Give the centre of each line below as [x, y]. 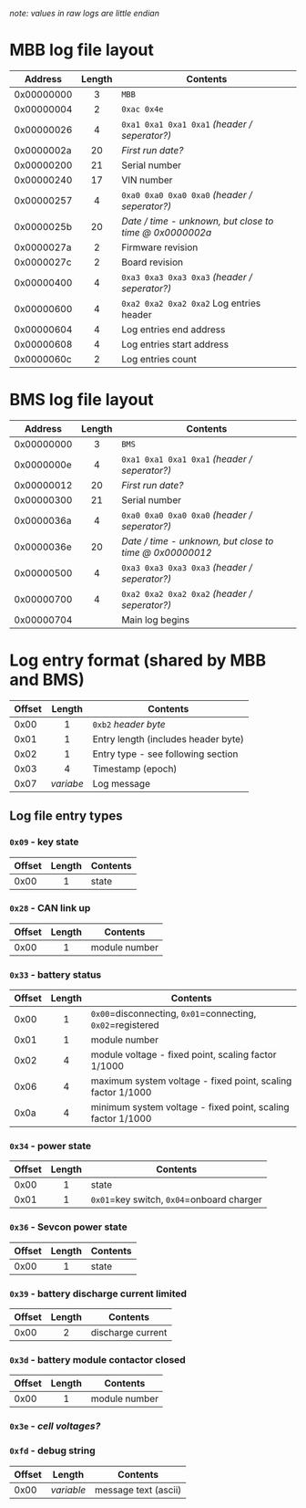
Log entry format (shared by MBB [138, 660]
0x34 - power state [51, 1147]
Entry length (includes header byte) [168, 738]
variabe [67, 783]
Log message [121, 783]
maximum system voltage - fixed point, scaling [191, 1081]
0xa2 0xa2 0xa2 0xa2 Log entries [191, 303]
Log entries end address [173, 330]
